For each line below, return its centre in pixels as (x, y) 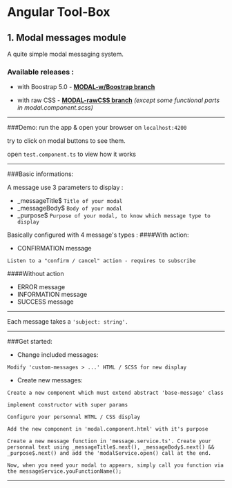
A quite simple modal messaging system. (66, 54)
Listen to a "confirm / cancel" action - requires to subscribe (101, 261)
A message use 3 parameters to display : (65, 188)
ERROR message (41, 287)
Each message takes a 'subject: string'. (68, 322)
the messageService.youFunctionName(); (65, 471)
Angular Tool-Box (59, 12)
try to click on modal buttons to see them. (66, 141)
